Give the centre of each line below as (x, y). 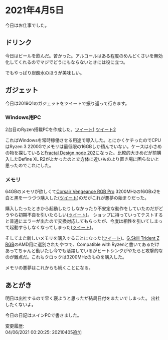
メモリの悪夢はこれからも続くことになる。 (49, 268)
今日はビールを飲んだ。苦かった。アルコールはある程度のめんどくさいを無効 (84, 55)
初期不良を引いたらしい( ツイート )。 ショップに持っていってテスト (86, 215)
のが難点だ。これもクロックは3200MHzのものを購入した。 (66, 257)
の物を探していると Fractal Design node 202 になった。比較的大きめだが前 (81, 153)
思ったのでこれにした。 (29, 165)
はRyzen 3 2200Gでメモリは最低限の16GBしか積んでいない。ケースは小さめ (83, 146)
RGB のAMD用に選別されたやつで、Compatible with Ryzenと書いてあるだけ (82, 244)
